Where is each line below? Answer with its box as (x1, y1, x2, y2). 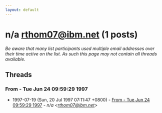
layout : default (5, 7, 39, 12)
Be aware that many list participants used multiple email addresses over (5, 45, 155, 51)
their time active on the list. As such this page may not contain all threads (5, 50, 157, 56)
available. (5, 56, 26, 62)
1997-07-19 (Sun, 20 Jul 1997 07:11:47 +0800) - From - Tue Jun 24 (12, 97, 150, 103)
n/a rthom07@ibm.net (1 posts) (5, 28, 138, 40)
